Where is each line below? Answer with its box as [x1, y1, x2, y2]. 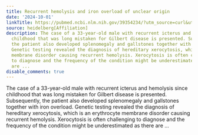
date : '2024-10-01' [6, 14, 54, 20]
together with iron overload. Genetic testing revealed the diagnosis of [6, 103, 175, 110]
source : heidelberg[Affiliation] [6, 25, 88, 31]
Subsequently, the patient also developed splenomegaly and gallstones [6, 97, 179, 104]
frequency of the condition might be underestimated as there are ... [6, 122, 170, 129]
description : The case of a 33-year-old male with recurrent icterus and [6, 31, 192, 36]
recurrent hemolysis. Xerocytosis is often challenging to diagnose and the [6, 116, 185, 123]
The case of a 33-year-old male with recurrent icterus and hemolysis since [6, 85, 188, 92]
